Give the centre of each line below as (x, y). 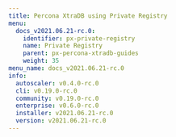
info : (17, 76)
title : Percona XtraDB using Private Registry (88, 16)
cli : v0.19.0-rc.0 (47, 91)
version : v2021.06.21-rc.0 (61, 121)
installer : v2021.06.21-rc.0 (65, 114)
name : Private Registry (63, 46)
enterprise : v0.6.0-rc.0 (57, 106)
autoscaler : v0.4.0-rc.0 (57, 83)
